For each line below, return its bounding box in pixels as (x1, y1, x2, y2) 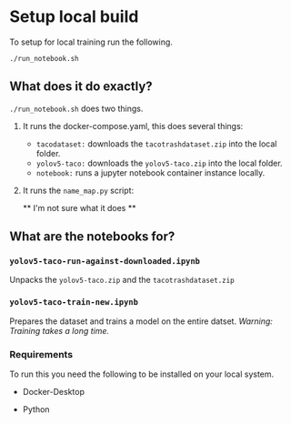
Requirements (9, 348, 74, 360)
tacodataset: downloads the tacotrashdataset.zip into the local (35, 138, 277, 149)
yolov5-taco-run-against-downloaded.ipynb (9, 257, 200, 267)
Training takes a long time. (9, 325, 110, 336)
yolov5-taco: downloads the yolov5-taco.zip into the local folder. (35, 157, 284, 168)
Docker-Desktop (22, 387, 85, 398)
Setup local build (9, 6, 139, 27)
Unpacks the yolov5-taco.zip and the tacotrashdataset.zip (9, 275, 235, 286)
